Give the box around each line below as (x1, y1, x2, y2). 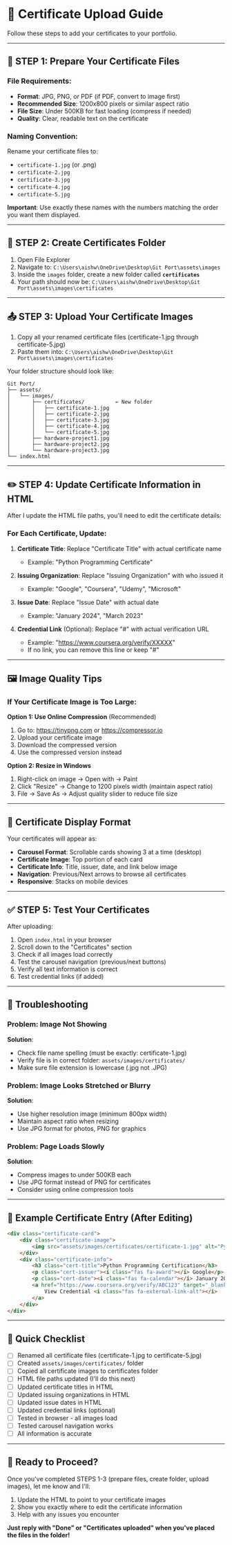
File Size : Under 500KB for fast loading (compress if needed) (17, 106, 192, 115)
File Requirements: (7, 76, 72, 86)
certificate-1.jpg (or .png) (17, 160, 97, 169)
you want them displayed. (7, 210, 81, 218)
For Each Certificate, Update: (7, 529, 107, 539)
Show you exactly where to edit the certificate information (17, 1503, 183, 1511)
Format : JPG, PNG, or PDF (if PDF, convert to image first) (17, 92, 181, 100)
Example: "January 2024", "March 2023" (27, 611, 144, 619)
